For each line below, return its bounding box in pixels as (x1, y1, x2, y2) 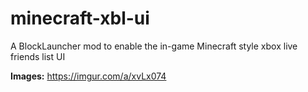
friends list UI (10, 50, 66, 62)
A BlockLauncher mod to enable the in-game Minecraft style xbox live (10, 40, 298, 52)
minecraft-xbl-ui (10, 7, 150, 30)
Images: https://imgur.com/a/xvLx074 (10, 70, 167, 82)
